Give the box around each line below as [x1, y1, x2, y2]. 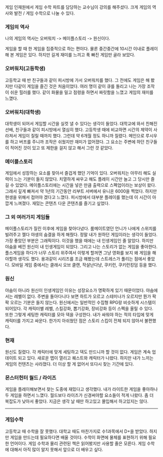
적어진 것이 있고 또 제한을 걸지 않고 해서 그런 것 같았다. [10, 145, 114, 150]
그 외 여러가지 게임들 [5, 214, 50, 221]
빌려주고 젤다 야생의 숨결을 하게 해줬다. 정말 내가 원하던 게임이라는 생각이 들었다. [5, 232, 158, 238]
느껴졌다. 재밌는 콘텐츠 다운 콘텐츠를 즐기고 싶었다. [14, 200, 110, 206]
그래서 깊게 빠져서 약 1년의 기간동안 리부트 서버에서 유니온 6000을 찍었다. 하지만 [5, 188, 157, 194]
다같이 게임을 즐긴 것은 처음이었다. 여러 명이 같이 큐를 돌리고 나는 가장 [14, 83, 146, 89]
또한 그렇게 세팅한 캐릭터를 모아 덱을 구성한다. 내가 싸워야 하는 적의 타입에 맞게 [5, 311, 154, 317]
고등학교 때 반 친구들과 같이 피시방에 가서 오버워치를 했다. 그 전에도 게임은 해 [5, 77, 150, 83]
